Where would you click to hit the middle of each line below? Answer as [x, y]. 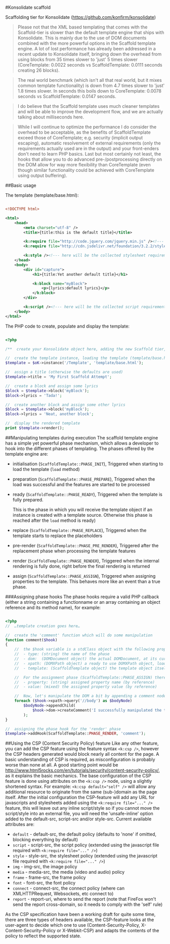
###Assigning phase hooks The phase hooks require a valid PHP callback [82, 597]
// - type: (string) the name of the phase [62, 654]
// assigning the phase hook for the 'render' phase [63, 729]
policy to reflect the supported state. [43, 936]
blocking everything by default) [45, 840]
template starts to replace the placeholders [57, 536]
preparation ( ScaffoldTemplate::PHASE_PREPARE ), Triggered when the [84, 479]
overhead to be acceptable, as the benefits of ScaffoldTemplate [84, 132]
